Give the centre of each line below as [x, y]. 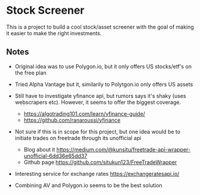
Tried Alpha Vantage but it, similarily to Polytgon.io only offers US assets [104, 84]
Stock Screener [45, 10]
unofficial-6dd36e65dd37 [56, 156]
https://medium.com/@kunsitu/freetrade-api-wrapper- [124, 149]
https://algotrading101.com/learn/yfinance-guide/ [84, 113]
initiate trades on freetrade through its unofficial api [78, 138]
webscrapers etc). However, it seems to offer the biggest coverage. [98, 102]
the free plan [30, 73]
